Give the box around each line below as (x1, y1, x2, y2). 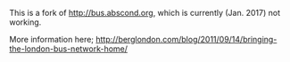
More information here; (9, 35, 95, 44)
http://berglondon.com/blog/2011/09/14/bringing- (95, 35, 278, 44)
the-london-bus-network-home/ (9, 43, 128, 54)
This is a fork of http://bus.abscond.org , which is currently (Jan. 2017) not (9, 8, 281, 18)
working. (9, 17, 42, 27)
